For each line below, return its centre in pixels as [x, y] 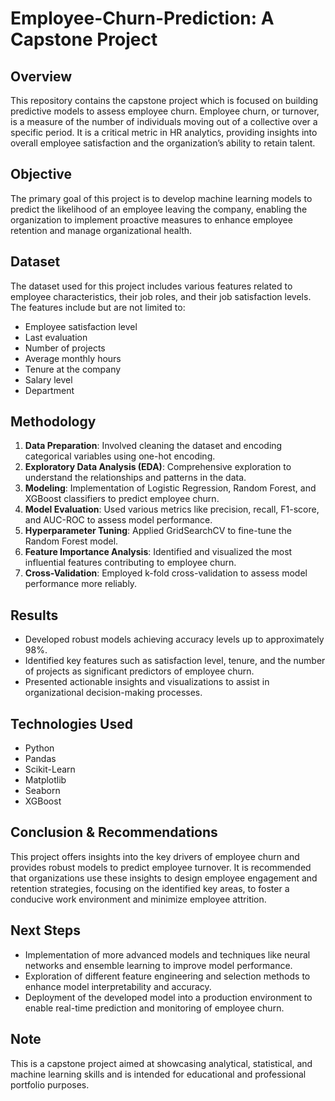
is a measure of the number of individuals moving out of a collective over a [164, 121]
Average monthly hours [73, 358]
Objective [41, 174]
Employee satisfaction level [81, 326]
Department [49, 390]
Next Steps [45, 930]
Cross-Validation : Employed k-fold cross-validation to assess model [166, 573]
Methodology [53, 422]
